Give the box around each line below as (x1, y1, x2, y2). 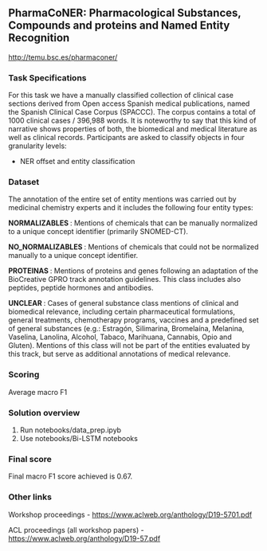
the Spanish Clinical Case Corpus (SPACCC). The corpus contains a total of (8, 107, 257, 117)
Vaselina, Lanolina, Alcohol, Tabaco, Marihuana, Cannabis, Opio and (8, 332, 233, 342)
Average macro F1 (8, 387, 68, 397)
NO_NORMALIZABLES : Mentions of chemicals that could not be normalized (8, 242, 259, 252)
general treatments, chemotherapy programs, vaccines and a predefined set (8, 315, 259, 325)
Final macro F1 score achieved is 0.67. (8, 471, 133, 481)
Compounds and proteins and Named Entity (8, 19, 230, 33)
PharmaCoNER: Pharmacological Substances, (8, 6, 241, 20)
